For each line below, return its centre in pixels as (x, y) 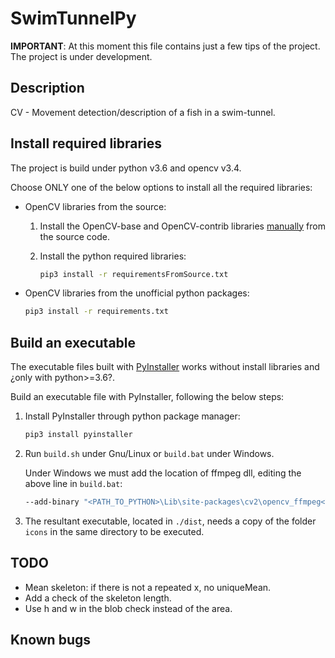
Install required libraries (86, 143)
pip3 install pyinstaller (78, 435)
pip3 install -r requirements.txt (96, 312)
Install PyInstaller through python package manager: (132, 416)
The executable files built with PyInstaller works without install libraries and (165, 367)
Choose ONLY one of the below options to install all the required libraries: (161, 187)
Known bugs (51, 640)
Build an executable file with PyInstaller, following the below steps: (147, 397)
